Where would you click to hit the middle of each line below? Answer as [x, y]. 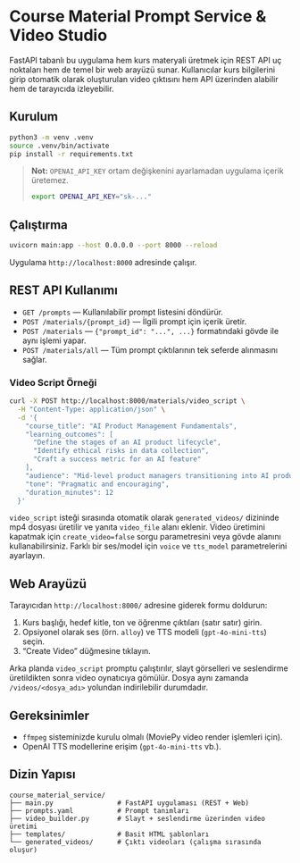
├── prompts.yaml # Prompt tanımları [100, 810]
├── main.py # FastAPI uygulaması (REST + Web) [129, 803]
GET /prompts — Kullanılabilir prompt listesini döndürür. [122, 312]
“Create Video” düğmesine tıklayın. [87, 651]
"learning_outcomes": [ [70, 434]
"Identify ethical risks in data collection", [121, 451]
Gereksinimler [50, 715]
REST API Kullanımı [63, 291]
